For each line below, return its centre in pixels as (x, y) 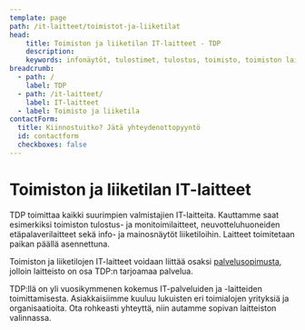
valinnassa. (30, 317)
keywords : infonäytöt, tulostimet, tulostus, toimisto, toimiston (154, 60)
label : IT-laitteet (63, 102)
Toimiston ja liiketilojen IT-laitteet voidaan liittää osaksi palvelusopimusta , (146, 261)
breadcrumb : (32, 69)
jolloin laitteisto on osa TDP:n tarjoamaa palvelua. (101, 271)
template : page (38, 18)
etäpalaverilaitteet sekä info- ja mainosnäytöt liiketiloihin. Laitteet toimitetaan (152, 234)
